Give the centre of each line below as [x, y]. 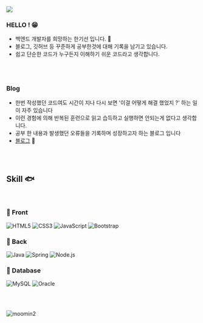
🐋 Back [17, 241]
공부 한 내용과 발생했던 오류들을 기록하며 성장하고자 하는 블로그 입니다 [98, 133]
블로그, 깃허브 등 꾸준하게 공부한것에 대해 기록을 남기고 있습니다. [91, 47]
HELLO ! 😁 [22, 25]
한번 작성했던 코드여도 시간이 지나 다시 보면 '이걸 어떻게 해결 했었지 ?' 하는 [103, 102]
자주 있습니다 [37, 110]
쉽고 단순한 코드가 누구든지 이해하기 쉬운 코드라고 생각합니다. [87, 54]
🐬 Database [24, 270]
